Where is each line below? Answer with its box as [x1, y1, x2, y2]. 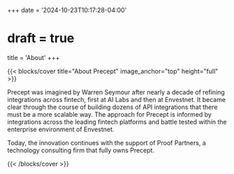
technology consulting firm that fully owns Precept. [7, 146, 155, 154]
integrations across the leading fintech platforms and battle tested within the [7, 117, 227, 126]
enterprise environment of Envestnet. [7, 125, 115, 133]
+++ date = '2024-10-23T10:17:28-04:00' [7, 6, 127, 14]
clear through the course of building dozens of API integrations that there [7, 103, 218, 111]
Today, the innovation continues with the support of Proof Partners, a [7, 138, 206, 147]
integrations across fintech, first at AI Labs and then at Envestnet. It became [7, 95, 226, 103]
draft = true [7, 31, 75, 46]
